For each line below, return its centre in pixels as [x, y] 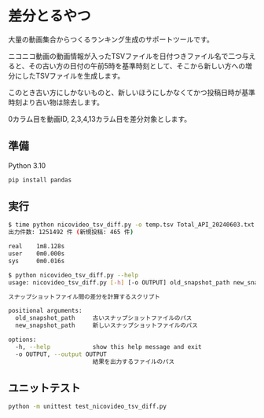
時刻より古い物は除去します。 [56, 102]
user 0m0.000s [37, 254]
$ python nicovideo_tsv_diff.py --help [73, 275]
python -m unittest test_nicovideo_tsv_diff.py [88, 407]
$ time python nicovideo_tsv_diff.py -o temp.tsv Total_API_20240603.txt [132, 225]
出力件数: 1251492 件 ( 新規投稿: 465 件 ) [71, 233]
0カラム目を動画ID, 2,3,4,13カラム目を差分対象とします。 [100, 119]
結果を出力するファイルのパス [134, 361]
